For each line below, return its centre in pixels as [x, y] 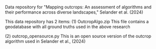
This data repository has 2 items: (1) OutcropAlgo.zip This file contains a [77, 22]
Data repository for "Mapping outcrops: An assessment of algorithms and [78, 7]
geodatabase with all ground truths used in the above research [68, 27]
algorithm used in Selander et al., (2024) [45, 41]
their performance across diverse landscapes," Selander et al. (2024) [74, 12]
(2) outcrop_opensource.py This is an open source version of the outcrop [78, 36]
